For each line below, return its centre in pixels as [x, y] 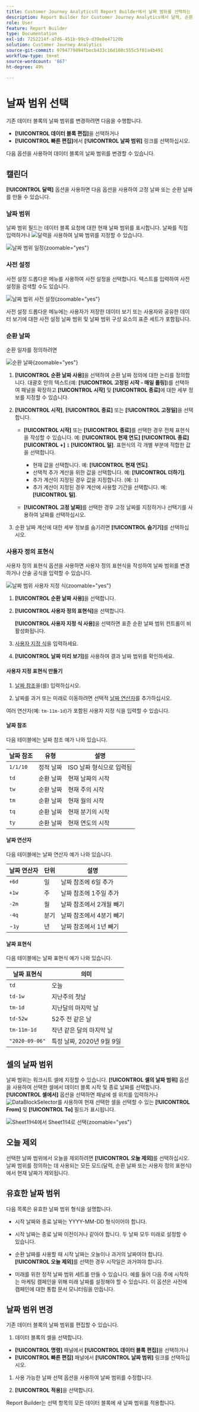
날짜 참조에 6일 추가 [87, 882]
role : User [20, 23]
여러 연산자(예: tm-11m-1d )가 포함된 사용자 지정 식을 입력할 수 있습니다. [88, 710]
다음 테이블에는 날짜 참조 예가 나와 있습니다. [57, 740]
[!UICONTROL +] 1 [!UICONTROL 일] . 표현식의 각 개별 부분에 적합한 [104, 445]
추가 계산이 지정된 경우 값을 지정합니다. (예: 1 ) [86, 480]
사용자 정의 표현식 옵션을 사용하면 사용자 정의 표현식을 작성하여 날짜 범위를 [93, 566]
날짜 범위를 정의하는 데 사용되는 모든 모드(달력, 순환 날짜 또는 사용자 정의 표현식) [99, 1165]
